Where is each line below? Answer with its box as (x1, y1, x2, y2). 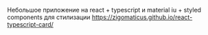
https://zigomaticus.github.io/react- (91, 13, 193, 21)
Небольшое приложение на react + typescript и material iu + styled (7, 6, 201, 14)
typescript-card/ (7, 21, 54, 28)
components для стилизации (7, 13, 91, 21)
